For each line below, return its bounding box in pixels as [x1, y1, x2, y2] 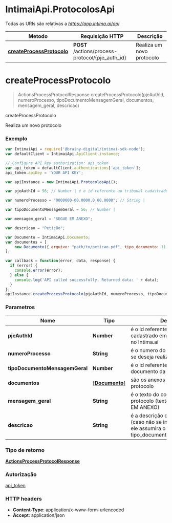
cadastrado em [130, 332, 167, 339]
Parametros [5, 303, 35, 311]
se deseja [130, 353, 154, 360]
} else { [10, 272, 29, 277]
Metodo [28, 32, 48, 39]
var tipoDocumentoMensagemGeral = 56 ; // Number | [5, 207, 116, 212]
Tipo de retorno [5, 446, 45, 453]
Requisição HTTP [80, 32, 124, 39]
